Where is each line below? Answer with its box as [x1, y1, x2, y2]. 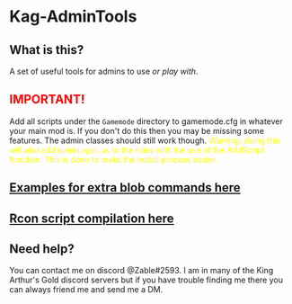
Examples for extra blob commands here [9, 180, 241, 195]
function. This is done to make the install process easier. [9, 154, 218, 165]
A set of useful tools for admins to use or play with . [9, 66, 199, 76]
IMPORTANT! [9, 92, 85, 107]
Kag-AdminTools [9, 6, 137, 27]
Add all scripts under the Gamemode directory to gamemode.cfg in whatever [9, 115, 283, 127]
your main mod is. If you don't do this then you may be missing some [9, 125, 265, 136]
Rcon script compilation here [9, 210, 174, 226]
